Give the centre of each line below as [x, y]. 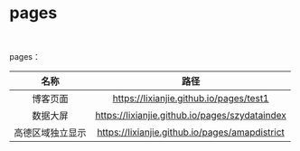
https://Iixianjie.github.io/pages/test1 [191, 98]
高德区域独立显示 [51, 132]
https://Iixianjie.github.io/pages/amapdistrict [191, 132]
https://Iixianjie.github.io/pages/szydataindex [191, 115]
